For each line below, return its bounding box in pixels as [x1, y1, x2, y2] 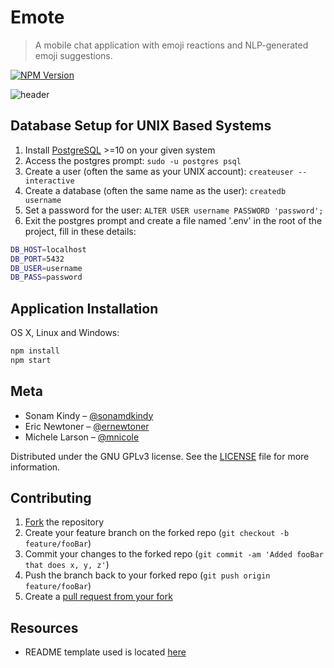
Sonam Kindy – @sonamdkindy [24, 409, 154, 421]
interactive [24, 176, 75, 186]
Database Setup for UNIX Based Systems [10, 117, 272, 135]
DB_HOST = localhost [10, 244, 87, 255]
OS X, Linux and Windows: [10, 327, 120, 339]
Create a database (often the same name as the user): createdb [24, 184, 287, 196]
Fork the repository [24, 516, 105, 528]
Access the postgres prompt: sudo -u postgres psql [24, 154, 242, 166]
